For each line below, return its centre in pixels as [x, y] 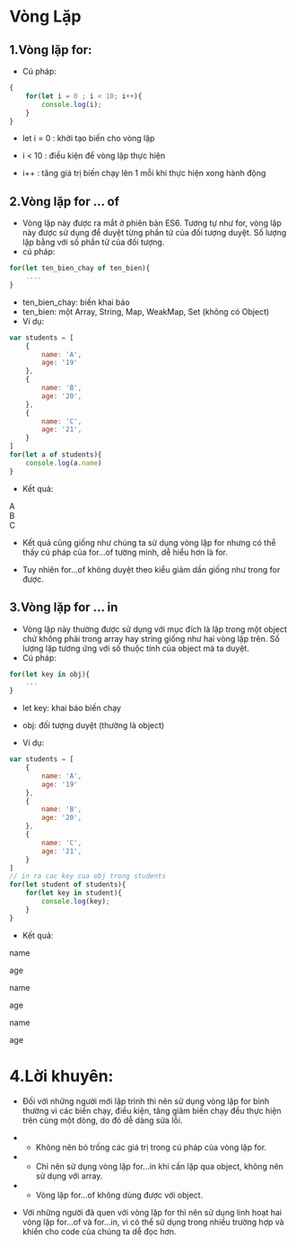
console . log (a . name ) [64, 463]
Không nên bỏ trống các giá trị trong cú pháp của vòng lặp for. [151, 1147]
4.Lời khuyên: [61, 1076]
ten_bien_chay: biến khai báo [76, 302]
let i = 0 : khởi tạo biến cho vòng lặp [88, 138]
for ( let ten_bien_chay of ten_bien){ [80, 268]
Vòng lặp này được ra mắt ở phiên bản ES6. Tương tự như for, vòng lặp [152, 223]
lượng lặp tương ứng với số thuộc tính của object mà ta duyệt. [135, 648]
